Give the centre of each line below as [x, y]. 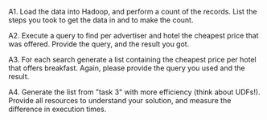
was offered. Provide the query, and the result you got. [99, 44]
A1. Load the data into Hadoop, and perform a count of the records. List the [133, 12]
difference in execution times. [58, 109]
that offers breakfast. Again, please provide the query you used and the [127, 68]
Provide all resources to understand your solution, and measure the [120, 100]
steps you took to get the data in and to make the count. [101, 20]
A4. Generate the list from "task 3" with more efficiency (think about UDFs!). [134, 92]
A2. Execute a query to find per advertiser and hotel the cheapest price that [133, 36]
